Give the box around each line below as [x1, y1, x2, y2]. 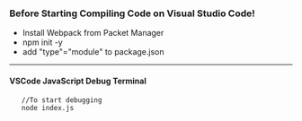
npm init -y [22, 37, 63, 48]
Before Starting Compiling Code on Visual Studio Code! [9, 7, 256, 20]
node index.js [21, 103, 75, 112]
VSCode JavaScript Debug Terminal [9, 75, 147, 86]
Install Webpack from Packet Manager [22, 28, 164, 39]
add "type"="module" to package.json [22, 47, 164, 57]
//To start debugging [21, 95, 102, 105]
